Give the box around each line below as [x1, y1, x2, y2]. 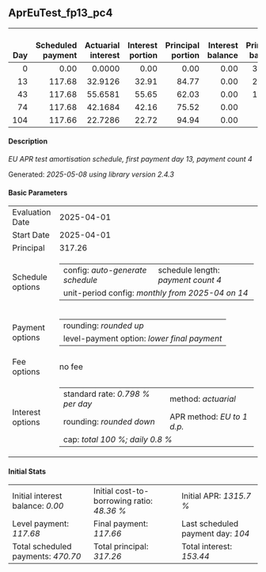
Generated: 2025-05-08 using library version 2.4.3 [8, 170, 174, 179]
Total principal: [93, 541, 149, 552]
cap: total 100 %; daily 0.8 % [63, 434, 173, 445]
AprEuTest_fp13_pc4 [8, 6, 113, 20]
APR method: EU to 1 [169, 411, 248, 422]
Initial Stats [8, 467, 46, 476]
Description [8, 136, 48, 146]
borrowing [93, 495, 132, 506]
